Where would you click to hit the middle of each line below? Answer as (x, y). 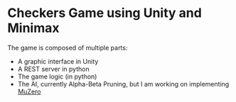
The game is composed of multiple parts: (68, 47)
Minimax (33, 28)
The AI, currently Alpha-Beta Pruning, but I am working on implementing (123, 84)
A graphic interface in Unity (58, 61)
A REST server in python (54, 69)
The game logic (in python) (57, 76)
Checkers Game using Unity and (105, 13)
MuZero (29, 91)
